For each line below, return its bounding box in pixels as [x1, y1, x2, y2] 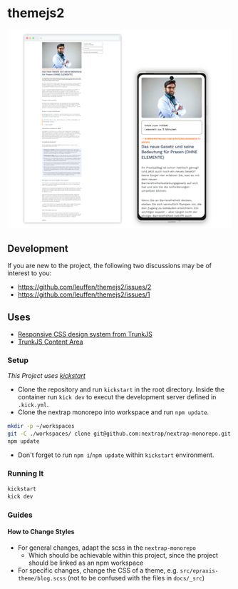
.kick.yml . [17, 401, 49, 409]
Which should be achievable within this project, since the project [28, 551, 219, 560]
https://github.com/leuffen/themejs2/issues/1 [17, 290, 151, 299]
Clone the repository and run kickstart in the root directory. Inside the [17, 385, 225, 394]
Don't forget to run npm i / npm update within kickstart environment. [17, 451, 214, 459]
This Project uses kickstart [7, 372, 86, 380]
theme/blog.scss [17, 575, 66, 583]
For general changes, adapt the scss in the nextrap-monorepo [17, 543, 196, 552]
